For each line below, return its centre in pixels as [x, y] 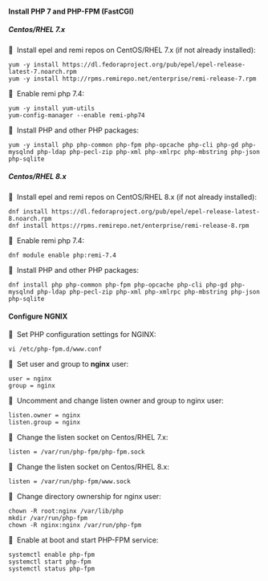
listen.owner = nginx [45, 415]
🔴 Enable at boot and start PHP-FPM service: [83, 540]
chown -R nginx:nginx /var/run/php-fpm [75, 525]
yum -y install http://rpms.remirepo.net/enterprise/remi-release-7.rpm [132, 79]
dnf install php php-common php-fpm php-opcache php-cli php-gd [118, 285]
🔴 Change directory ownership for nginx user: [85, 496]
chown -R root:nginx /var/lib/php [66, 511]
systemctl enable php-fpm [51, 555]
